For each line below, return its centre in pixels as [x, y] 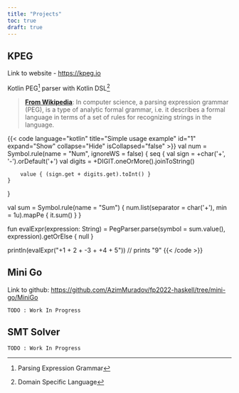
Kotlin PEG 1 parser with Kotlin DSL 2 [59, 88]
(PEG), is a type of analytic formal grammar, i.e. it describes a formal [125, 109]
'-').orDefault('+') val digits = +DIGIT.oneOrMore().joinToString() [101, 161]
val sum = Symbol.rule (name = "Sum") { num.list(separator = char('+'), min [117, 207]
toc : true [22, 21]
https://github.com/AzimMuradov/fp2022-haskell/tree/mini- [138, 290]
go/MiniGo [23, 297]
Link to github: [28, 290]
